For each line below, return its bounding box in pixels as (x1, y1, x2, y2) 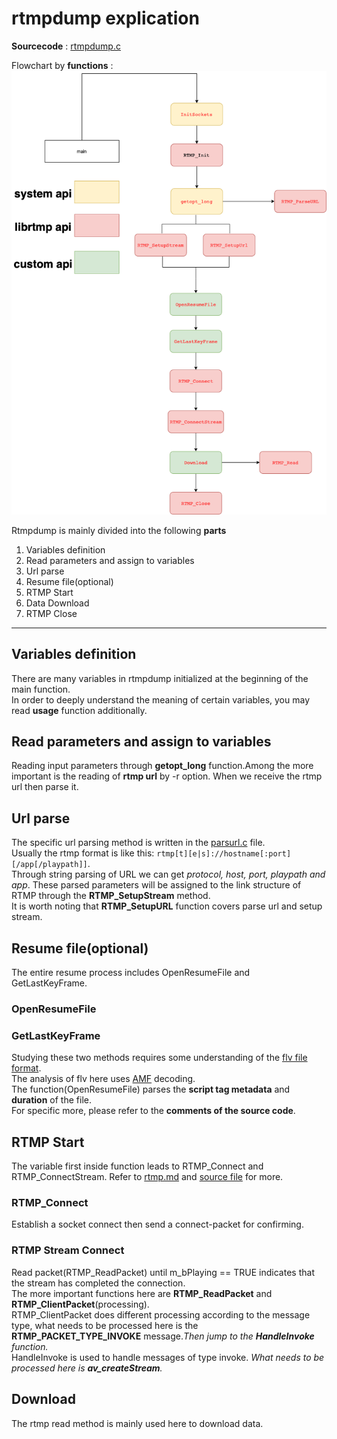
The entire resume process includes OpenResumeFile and (11, 967, 251, 979)
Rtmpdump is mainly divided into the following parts (11, 524, 227, 536)
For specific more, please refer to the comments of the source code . (11, 1105, 296, 1117)
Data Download (25, 597, 90, 609)
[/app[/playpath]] (11, 860, 88, 870)
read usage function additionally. (11, 704, 148, 716)
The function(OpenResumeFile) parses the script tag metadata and (11, 1083, 291, 1096)
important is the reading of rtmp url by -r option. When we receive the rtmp (11, 770, 323, 782)
